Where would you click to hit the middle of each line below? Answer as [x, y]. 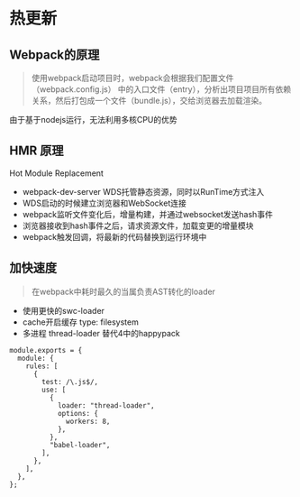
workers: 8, [88, 421]
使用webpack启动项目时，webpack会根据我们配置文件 [132, 78]
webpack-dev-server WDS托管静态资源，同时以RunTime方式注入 [143, 191]
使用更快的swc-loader [64, 310]
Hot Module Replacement [56, 173]
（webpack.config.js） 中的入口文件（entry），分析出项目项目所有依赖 [161, 89]
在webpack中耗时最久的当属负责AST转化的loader [123, 291]
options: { [78, 413]
